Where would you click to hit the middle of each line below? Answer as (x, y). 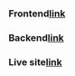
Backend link (36, 37)
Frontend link (37, 14)
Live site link (35, 62)
